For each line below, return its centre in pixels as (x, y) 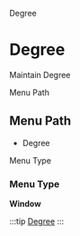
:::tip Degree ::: (37, 221)
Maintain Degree (40, 74)
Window (26, 204)
